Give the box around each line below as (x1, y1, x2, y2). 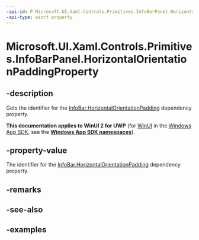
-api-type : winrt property (6, 14, 73, 20)
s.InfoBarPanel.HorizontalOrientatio (6, 52, 187, 66)
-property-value (6, 145, 68, 155)
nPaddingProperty (6, 65, 99, 78)
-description (6, 88, 53, 98)
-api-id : (6, 8, 28, 15)
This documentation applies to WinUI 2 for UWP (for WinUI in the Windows (6, 122, 191, 129)
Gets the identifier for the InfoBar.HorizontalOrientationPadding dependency (6, 104, 192, 111)
